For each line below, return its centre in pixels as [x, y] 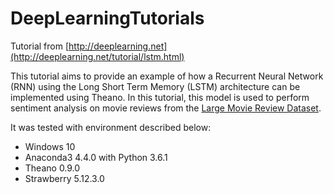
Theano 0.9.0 [52, 168]
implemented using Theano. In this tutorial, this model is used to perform [160, 97]
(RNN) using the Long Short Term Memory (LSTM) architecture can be [155, 86]
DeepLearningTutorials [107, 18]
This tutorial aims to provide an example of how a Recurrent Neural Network [167, 76]
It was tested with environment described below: [111, 127]
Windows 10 [50, 146]
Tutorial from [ [40, 46]
